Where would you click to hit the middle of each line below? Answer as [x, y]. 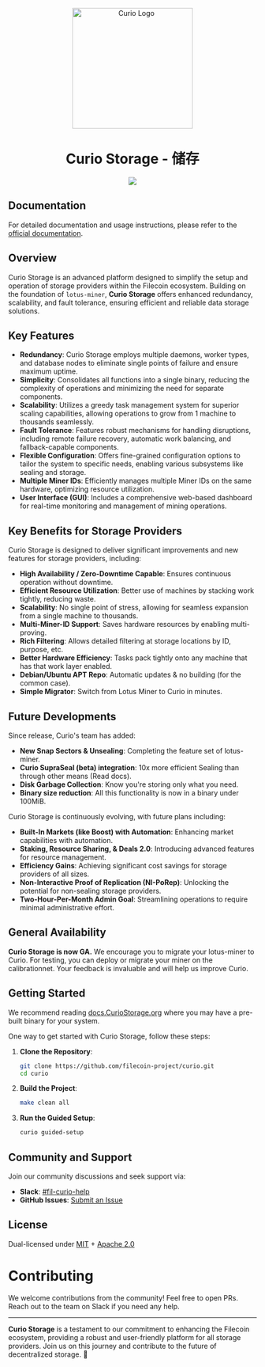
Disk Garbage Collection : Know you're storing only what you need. [129, 784]
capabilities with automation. [66, 840]
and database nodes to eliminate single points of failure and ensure [129, 363]
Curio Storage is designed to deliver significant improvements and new [123, 550]
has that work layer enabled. [66, 666]
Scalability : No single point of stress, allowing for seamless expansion [134, 608]
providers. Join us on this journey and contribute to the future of [112, 1346]
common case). [45, 683]
